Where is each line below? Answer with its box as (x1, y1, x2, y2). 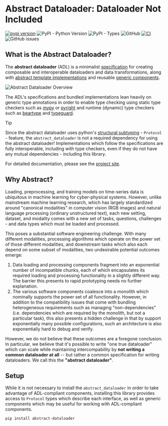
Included (5, 14, 43, 25)
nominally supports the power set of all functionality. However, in (12, 294, 147, 300)
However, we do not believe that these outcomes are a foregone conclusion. (5, 335, 163, 341)
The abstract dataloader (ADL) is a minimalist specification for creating (5, 63, 153, 69)
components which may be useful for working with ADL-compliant (5, 401, 142, 407)
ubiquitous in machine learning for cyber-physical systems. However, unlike (5, 194, 162, 200)
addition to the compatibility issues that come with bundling (12, 299, 136, 305)
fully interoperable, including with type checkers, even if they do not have (5, 146, 157, 152)
